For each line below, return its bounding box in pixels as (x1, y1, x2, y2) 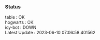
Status (5, 3, 21, 10)
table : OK (5, 14, 25, 20)
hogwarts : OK (5, 19, 34, 25)
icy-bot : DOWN (5, 25, 37, 30)
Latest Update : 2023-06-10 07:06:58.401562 (5, 30, 96, 36)
